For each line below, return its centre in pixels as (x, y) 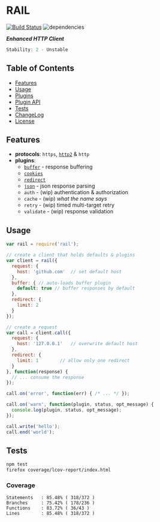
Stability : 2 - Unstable (37, 49)
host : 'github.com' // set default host (69, 271)
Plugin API (28, 102)
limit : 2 (28, 305)
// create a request (32, 327)
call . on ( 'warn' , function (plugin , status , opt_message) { (80, 405)
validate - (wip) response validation (69, 212)
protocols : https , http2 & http (52, 154)
